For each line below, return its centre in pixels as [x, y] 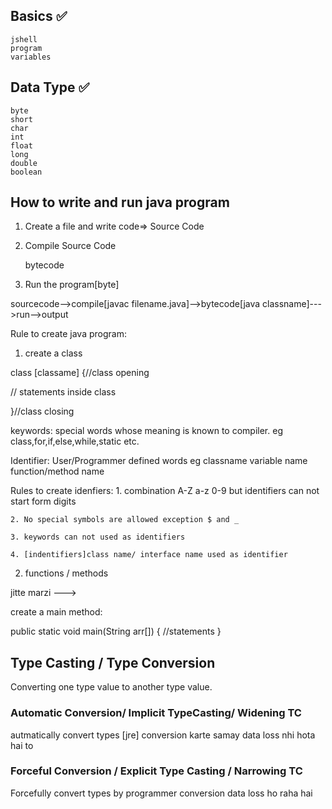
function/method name [57, 471]
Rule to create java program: [68, 334]
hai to [22, 745]
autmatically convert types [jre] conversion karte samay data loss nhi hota [163, 735]
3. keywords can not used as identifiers [98, 537]
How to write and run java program [120, 202]
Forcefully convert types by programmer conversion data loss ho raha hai [161, 793]
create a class [53, 353]
